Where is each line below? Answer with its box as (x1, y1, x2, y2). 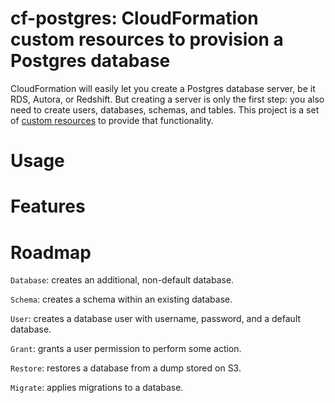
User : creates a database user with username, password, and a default (10, 313, 302, 325)
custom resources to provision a (10, 28, 284, 51)
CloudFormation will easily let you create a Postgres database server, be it (10, 82, 316, 94)
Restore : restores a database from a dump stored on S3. (10, 362, 242, 374)
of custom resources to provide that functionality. (10, 114, 214, 126)
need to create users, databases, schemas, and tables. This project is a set (10, 103, 320, 116)
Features (10, 195, 86, 218)
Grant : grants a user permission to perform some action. (10, 343, 242, 355)
